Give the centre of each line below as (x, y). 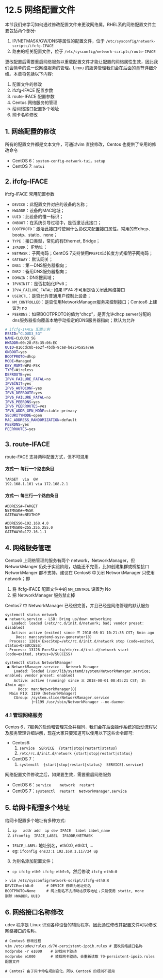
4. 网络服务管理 (28, 548)
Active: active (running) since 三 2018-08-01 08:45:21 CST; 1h (80, 681)
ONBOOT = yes (16, 352)
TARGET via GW (21, 479)
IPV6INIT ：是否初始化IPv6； (40, 283)
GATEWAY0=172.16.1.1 (26, 532)
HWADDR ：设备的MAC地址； (38, 210)
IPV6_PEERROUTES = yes (26, 406)
